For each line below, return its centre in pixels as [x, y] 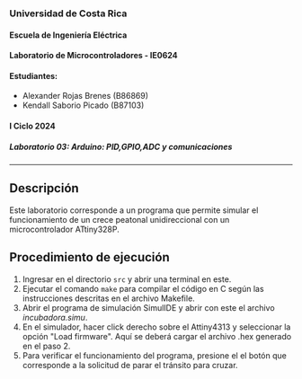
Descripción [44, 188]
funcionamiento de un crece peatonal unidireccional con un [120, 219]
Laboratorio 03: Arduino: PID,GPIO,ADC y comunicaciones [121, 146]
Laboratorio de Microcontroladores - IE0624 [93, 56]
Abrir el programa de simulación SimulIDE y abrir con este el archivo [149, 307]
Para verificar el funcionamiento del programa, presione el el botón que [155, 355]
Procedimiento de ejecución [89, 257]
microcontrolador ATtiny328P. [64, 229]
